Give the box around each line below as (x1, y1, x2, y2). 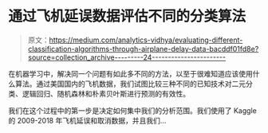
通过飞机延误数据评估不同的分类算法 (8, 7, 246, 25)
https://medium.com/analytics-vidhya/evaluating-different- (49, 35, 243, 45)
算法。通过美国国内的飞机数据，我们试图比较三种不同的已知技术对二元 (14, 79, 246, 88)
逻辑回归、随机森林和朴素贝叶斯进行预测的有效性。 (22, 88, 190, 98)
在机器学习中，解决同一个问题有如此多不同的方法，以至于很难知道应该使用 (8, 68, 253, 78)
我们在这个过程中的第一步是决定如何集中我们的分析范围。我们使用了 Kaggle (8, 105, 257, 115)
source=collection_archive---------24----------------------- (27, 53, 226, 62)
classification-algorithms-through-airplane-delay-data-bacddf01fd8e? (27, 44, 259, 53)
